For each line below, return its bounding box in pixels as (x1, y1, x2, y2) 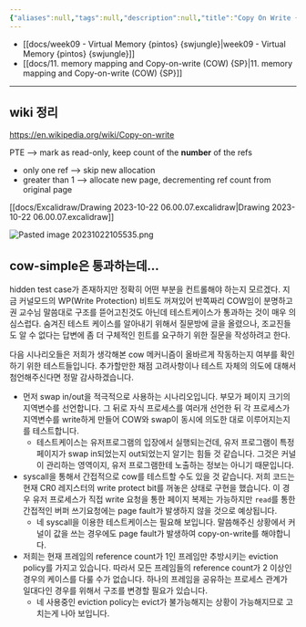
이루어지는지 (245, 414, 291, 425)
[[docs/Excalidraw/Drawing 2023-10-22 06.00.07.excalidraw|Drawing (9, 202, 270, 213)
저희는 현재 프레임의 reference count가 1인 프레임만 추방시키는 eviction (22, 551, 279, 562)
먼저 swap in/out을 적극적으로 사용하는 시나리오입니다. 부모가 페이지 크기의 (22, 392, 291, 402)
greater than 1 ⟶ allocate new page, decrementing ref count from (22, 174, 271, 185)
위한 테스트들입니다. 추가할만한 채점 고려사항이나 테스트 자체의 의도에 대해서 (25, 361, 297, 371)
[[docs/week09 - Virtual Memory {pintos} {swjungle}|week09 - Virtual (22, 38, 287, 49)
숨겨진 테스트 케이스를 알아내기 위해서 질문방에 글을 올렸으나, (43, 319, 260, 329)
